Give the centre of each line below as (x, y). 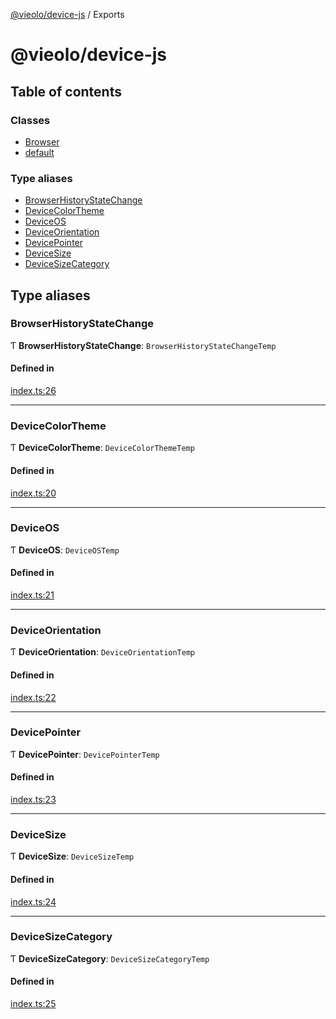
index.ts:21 (32, 595)
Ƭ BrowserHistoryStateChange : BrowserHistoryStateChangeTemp (143, 345)
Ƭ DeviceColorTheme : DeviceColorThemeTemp (102, 448)
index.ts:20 (33, 493)
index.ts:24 (33, 901)
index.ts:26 (33, 391)
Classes (30, 120)
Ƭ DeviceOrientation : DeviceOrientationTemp (103, 652)
